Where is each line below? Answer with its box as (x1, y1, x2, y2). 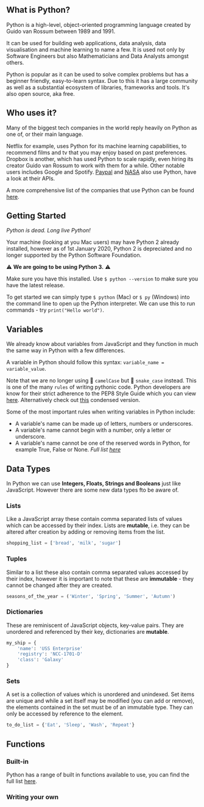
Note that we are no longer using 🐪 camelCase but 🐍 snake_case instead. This (6, 377, 197, 384)
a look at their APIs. (6, 174, 55, 182)
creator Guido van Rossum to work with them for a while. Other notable (6, 162, 185, 169)
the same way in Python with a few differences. (6, 347, 125, 354)
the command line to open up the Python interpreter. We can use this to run (6, 300, 195, 307)
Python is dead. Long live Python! (6, 227, 91, 234)
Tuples (6, 554, 27, 563)
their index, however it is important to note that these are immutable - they (6, 575, 194, 582)
